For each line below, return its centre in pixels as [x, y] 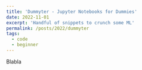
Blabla [14, 61]
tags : [13, 34]
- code [20, 39]
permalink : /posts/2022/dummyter [48, 28]
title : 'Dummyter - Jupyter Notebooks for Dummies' [72, 12]
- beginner [25, 45]
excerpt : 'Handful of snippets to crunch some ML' [70, 23]
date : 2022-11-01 [28, 17]
